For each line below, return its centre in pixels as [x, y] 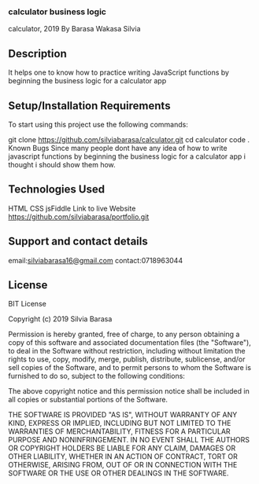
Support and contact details [78, 242]
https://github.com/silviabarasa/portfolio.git [79, 216]
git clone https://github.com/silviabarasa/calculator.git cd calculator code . [129, 139]
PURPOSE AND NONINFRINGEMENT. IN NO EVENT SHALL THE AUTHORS [129, 440]
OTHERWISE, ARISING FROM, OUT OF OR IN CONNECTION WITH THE [123, 465]
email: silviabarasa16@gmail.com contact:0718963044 [96, 260]
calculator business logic [57, 12]
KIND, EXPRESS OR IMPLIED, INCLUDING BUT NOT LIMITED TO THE [120, 423]
